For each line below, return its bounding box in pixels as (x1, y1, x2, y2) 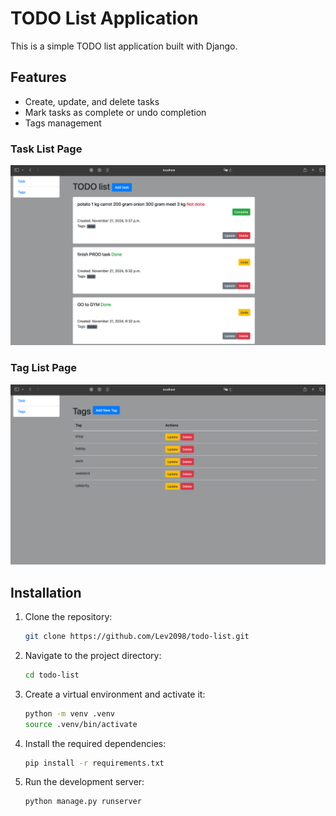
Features (10, 69, 67, 86)
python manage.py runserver (24, 797, 142, 807)
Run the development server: (24, 776, 145, 788)
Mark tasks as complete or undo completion (24, 106, 207, 118)
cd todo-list (24, 670, 80, 680)
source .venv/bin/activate (24, 719, 138, 729)
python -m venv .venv (24, 708, 115, 719)
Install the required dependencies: (24, 737, 167, 749)
